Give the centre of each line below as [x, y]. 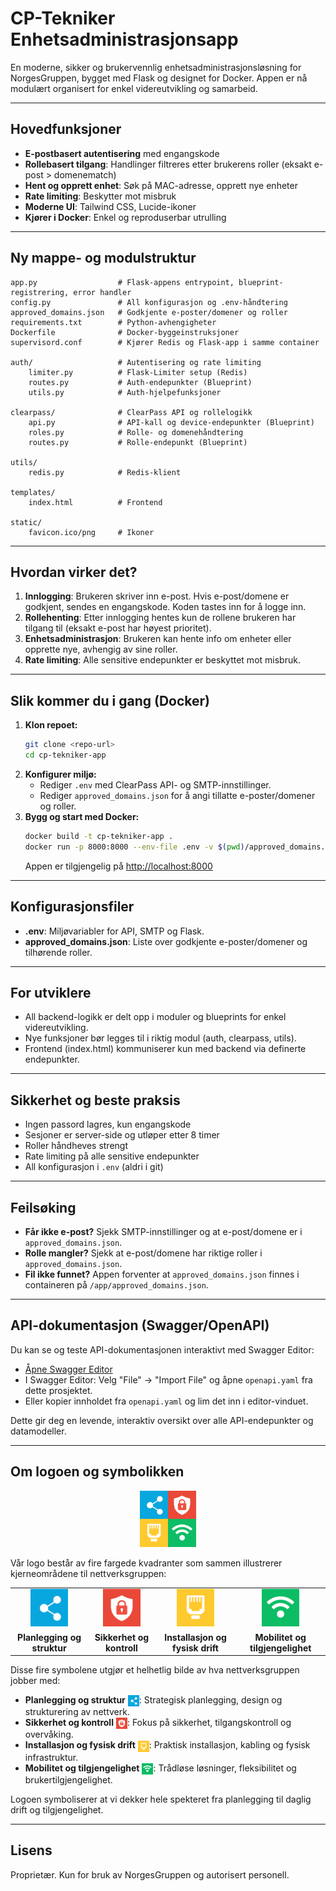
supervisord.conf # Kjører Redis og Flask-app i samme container [165, 342]
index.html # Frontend [95, 502]
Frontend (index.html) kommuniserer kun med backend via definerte [165, 1049]
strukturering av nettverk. [77, 1712]
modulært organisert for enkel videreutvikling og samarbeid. [134, 88]
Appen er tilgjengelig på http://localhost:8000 [118, 866]
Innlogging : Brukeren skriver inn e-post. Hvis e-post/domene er [157, 596]
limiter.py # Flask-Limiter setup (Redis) [138, 372]
